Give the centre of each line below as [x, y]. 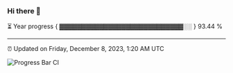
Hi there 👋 [24, 11]
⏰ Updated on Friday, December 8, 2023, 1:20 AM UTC [86, 49]
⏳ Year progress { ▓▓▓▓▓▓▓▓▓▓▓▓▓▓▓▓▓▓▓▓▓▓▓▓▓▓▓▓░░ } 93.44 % [115, 26]
